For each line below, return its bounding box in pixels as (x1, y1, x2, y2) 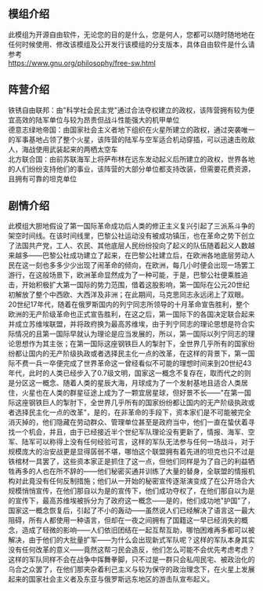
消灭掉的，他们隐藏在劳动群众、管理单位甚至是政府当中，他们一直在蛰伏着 (8, 418, 248, 427)
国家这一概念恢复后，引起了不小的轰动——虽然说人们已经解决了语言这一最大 (8, 505, 255, 516)
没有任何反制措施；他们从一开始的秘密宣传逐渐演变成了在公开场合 (34, 476, 248, 486)
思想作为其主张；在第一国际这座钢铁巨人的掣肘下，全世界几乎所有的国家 (14, 339, 248, 348)
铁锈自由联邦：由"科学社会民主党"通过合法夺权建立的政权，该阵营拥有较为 (8, 105, 248, 115)
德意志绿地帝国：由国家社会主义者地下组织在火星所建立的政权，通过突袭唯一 (8, 125, 255, 134)
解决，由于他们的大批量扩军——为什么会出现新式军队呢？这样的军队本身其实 (8, 535, 255, 545)
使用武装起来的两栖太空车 (34, 144, 118, 154)
